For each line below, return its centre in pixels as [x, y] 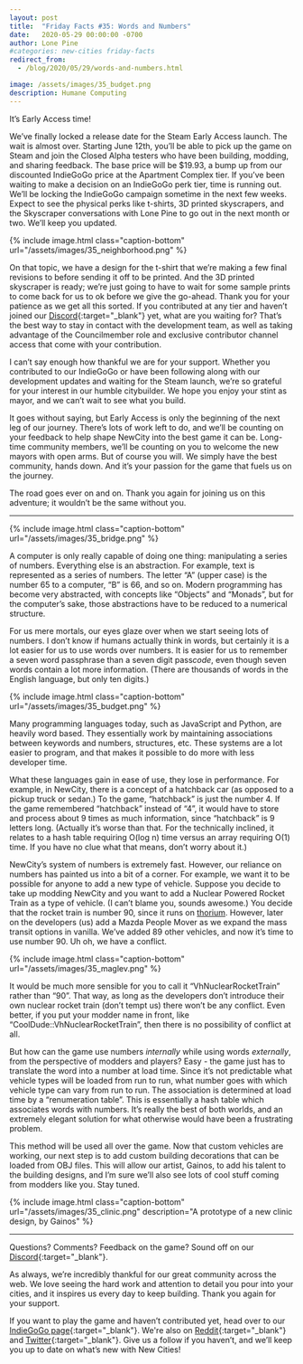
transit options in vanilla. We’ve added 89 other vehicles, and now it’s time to [151, 932]
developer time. [38, 762]
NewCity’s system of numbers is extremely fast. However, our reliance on [146, 864]
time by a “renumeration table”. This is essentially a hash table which [137, 1099]
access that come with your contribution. [86, 344]
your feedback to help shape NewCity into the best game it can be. [134, 437]
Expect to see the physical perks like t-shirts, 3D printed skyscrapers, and [147, 204]
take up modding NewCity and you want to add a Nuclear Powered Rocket [147, 893]
